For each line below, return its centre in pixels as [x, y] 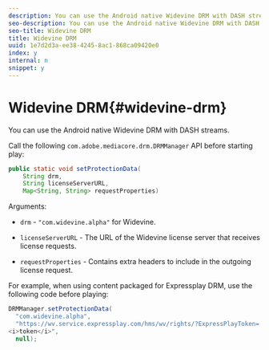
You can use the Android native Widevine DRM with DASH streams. [119, 130]
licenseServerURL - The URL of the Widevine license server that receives [140, 238]
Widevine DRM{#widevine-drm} [118, 107]
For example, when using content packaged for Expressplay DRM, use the [130, 286]
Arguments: [28, 206]
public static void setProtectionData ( [75, 169]
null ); [26, 339]
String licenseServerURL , [66, 184]
